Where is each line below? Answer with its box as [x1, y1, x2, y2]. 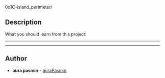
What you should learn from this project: [5, 31, 87, 37]
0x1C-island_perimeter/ [5, 4, 53, 10]
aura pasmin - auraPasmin [12, 67, 67, 73]
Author [5, 55, 27, 63]
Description [5, 18, 42, 26]
